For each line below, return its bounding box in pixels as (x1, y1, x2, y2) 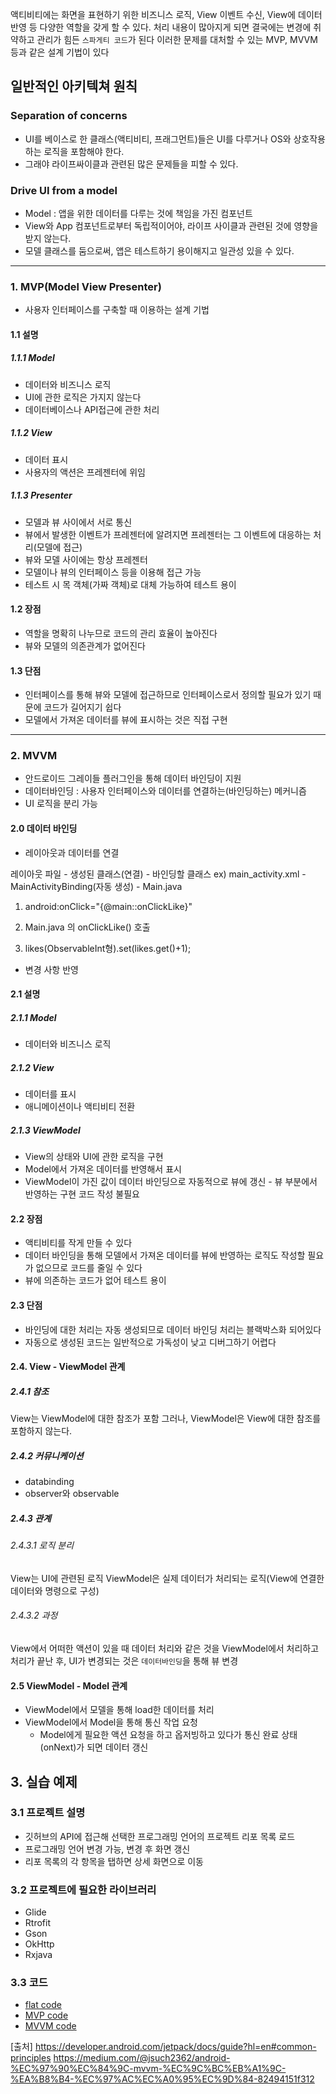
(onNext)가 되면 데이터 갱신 (39, 1741, 149, 1753)
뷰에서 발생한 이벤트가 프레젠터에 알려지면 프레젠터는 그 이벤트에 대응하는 (24, 528, 312, 540)
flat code (24, 1999, 62, 2011)
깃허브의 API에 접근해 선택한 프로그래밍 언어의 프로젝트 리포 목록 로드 (24, 1830, 296, 1842)
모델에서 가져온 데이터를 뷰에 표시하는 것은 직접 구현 (24, 714, 228, 726)
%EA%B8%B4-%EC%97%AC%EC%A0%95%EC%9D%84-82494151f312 (10, 2073, 315, 2085)
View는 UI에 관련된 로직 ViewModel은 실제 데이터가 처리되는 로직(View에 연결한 (10, 1572, 325, 1584)
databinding (24, 1476, 75, 1488)
